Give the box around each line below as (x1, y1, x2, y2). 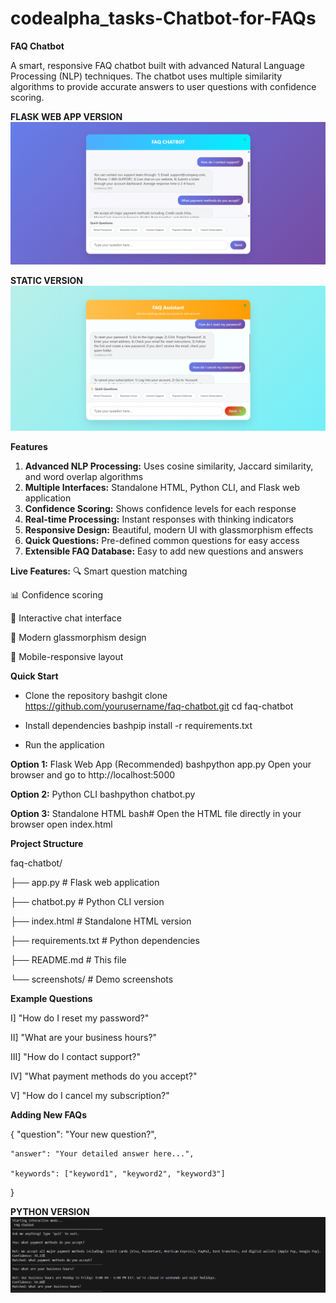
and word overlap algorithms (24, 470, 144, 482)
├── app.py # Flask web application (10, 876, 160, 888)
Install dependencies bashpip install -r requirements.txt (24, 719, 253, 731)
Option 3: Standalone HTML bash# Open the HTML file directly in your (10, 807, 302, 819)
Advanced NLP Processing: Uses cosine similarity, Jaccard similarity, (24, 460, 314, 472)
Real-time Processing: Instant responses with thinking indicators (24, 513, 294, 525)
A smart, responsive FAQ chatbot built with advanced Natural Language (10, 59, 305, 71)
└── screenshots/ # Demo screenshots (10, 973, 174, 985)
